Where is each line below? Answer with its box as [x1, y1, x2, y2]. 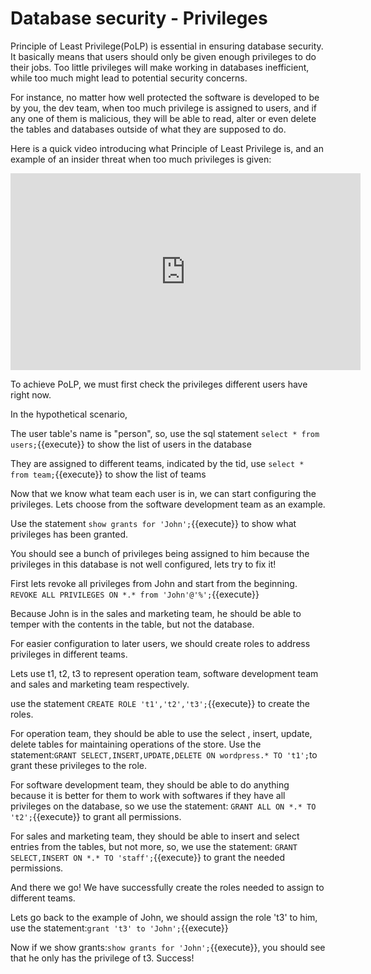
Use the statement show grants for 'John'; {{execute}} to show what [10, 517, 297, 529]
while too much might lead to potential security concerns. [10, 72, 248, 84]
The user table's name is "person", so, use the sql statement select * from [10, 427, 320, 439]
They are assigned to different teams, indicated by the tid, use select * [10, 457, 305, 469]
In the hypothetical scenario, [10, 408, 128, 420]
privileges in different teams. [10, 648, 128, 660]
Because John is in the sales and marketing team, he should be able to [10, 607, 302, 619]
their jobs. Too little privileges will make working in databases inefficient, [10, 61, 310, 73]
